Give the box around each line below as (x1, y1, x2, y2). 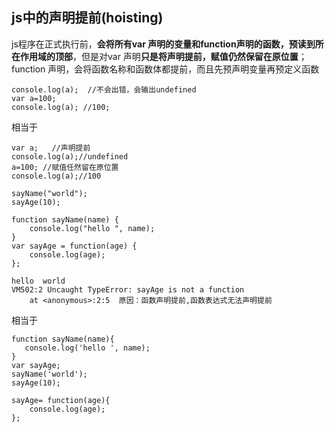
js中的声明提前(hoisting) (11, 9, 164, 27)
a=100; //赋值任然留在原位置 (11, 162, 119, 172)
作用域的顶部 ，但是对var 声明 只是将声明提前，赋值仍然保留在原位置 (19, 50, 299, 62)
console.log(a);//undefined (11, 151, 129, 162)
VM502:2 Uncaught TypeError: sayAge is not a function (11, 284, 245, 295)
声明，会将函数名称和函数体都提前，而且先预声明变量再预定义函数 (47, 63, 320, 75)
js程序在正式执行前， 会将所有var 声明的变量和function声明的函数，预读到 (11, 38, 316, 50)
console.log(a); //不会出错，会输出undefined (11, 84, 197, 95)
